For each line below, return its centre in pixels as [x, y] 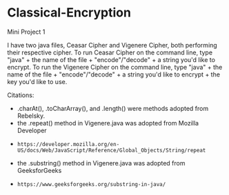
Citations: [21, 95]
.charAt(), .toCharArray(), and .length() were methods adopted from [113, 108]
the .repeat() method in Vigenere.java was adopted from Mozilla [108, 123]
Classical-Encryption [69, 13]
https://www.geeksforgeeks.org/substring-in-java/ [91, 184]
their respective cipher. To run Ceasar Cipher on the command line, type [110, 52]
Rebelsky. [31, 116]
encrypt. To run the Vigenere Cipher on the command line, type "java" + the [115, 67]
